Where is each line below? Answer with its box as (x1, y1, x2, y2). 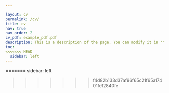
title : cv (5, 21, 26, 26)
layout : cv (5, 12, 28, 17)
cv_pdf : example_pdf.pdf (5, 35, 57, 40)
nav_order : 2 (5, 31, 33, 36)
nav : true (5, 26, 26, 31)
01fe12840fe (93, 82, 119, 88)
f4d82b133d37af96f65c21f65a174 (93, 77, 162, 83)
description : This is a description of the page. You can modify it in (5, 40, 158, 45)
